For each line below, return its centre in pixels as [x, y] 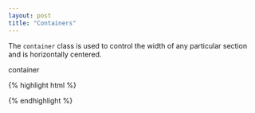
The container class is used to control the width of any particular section [128, 45]
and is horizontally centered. [55, 54]
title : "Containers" [43, 23]
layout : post [30, 16]
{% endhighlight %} [41, 100]
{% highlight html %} [43, 85]
